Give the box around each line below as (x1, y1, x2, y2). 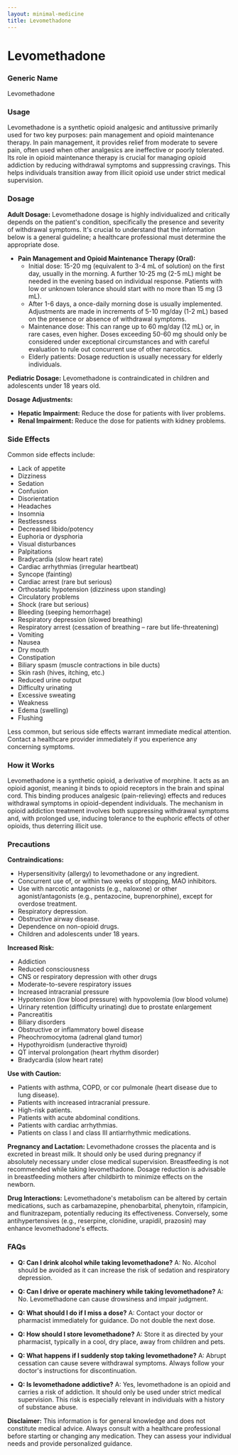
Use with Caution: (7, 1069, 62, 1078)
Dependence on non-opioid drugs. (17, 922, 119, 931)
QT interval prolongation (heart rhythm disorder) (17, 1048, 160, 1057)
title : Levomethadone (7, 17, 72, 24)
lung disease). (17, 1091, 60, 1099)
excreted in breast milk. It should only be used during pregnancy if (7, 1150, 202, 1158)
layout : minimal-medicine (7, 10, 84, 18)
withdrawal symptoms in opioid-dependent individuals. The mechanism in (7, 799, 224, 808)
